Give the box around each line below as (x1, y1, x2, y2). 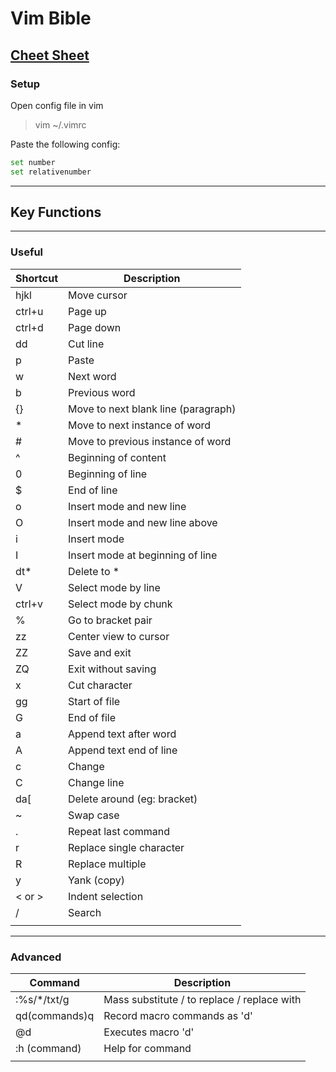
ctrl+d (15, 320, 44, 334)
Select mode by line (68, 580, 161, 594)
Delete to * (68, 564, 120, 578)
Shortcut (15, 271, 59, 285)
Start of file (68, 694, 121, 708)
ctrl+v (15, 597, 43, 611)
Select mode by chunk (68, 597, 173, 611)
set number (10, 157, 56, 167)
